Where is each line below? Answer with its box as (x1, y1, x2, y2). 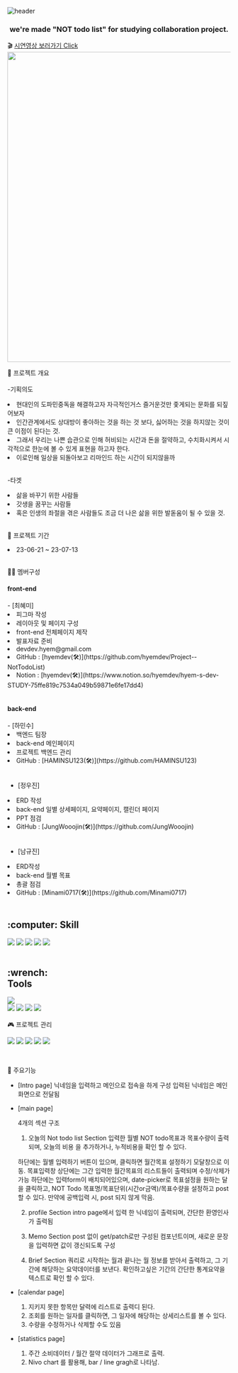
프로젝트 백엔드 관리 (16, 748, 72, 756)
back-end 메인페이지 (16, 739, 75, 747)
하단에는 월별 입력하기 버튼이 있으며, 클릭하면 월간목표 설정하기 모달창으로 (17, 1158, 222, 1166)
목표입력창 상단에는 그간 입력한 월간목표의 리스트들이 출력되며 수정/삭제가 (27, 1167, 230, 1175)
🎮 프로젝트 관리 (7, 1021, 52, 1029)
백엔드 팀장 (16, 730, 47, 739)
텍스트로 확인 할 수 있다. (28, 1274, 95, 1282)
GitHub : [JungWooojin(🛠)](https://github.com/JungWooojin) (16, 822, 194, 831)
